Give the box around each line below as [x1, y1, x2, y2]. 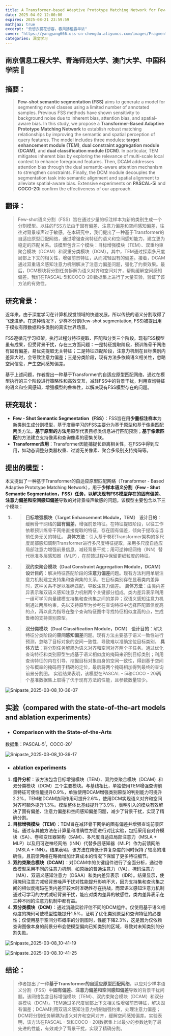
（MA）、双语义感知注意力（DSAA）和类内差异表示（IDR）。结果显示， [12, 872, 160, 878]
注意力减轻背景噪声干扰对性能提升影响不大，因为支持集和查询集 [26, 878, 160, 885]
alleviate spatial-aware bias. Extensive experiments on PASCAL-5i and [17, 180, 166, 187]
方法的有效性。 [17, 280, 49, 286]
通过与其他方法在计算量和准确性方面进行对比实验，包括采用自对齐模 [21, 827, 164, 833]
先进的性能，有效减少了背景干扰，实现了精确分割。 [17, 1025, 125, 1031]
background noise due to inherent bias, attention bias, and [17, 115, 140, 121]
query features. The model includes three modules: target [17, 137, 140, 143]
